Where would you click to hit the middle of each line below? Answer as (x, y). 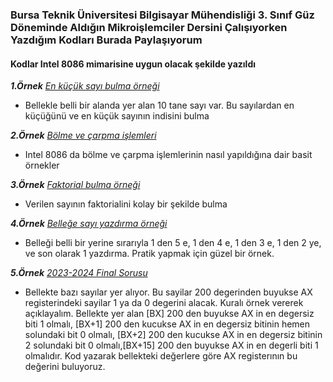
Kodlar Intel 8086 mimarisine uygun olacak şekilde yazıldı (133, 64)
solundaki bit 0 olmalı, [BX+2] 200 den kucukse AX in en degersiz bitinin (173, 335)
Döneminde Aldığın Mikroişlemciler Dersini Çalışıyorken (149, 27)
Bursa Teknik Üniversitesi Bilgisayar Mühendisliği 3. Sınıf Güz (162, 15)
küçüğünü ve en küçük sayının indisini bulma (117, 116)
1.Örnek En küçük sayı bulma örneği (85, 86)
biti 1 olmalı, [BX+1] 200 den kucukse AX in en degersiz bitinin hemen (167, 324)
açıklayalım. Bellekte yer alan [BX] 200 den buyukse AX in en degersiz (169, 314)
